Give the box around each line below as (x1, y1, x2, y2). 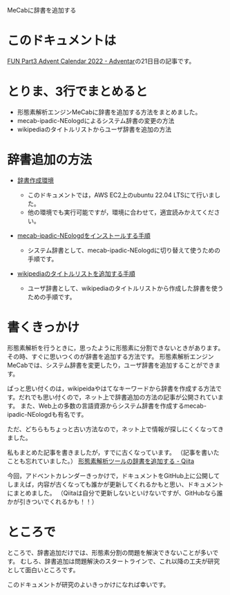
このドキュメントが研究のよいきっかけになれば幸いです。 (7, 580, 170, 589)
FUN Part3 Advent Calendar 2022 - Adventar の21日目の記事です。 (7, 57, 195, 65)
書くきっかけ (7, 320, 79, 335)
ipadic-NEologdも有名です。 (7, 410, 88, 418)
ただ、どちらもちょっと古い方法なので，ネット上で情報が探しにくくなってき (7, 424, 224, 433)
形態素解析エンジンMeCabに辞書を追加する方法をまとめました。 (17, 108, 202, 116)
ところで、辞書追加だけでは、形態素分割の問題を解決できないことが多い (7, 548, 213, 556)
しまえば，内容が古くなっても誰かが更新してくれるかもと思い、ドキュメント (7, 480, 224, 489)
